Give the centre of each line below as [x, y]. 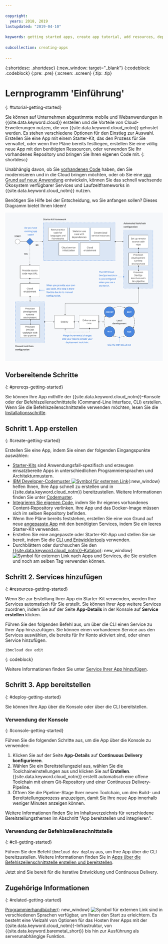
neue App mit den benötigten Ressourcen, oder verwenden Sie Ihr [73, 149]
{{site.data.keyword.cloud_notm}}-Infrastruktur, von [59, 926]
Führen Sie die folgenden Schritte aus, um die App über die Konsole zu [78, 740]
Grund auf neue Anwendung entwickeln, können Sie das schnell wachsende [84, 180]
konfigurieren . [28, 761]
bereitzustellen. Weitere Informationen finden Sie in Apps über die [73, 857]
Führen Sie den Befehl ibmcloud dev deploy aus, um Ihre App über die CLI [81, 852]
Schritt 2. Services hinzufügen [54, 577]
